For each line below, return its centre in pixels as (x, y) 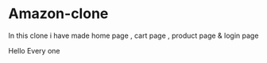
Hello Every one (34, 50)
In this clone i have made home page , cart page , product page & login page (133, 35)
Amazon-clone (58, 14)
